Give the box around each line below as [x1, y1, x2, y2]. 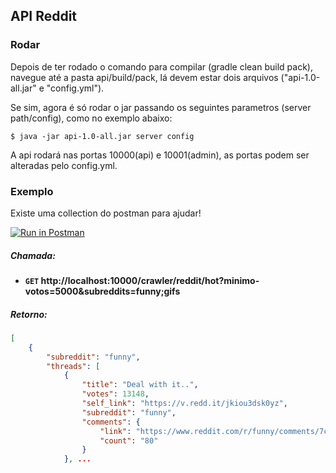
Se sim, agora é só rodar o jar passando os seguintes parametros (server [10, 101, 312, 113]
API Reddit [10, 8, 78, 25]
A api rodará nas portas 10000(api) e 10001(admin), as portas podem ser [10, 149, 310, 161]
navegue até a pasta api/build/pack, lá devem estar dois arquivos [10, 71, 279, 83]
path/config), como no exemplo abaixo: [10, 112, 173, 124]
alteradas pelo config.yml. [10, 159, 118, 171]
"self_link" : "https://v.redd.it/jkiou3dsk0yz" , [81, 399, 288, 409]
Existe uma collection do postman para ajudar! [10, 207, 202, 219]
